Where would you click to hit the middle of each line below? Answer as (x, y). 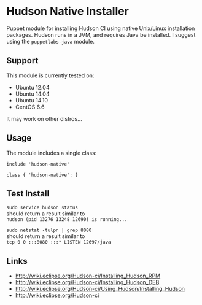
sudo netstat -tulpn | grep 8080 (49, 230)
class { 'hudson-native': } (42, 175)
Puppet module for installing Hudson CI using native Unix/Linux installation (101, 28)
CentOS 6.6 (30, 107)
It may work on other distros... (44, 118)
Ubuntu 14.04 (32, 94)
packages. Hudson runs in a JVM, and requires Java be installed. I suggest (101, 34)
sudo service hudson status (42, 208)
